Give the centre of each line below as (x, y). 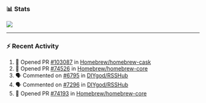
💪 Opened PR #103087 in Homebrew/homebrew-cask (83, 62)
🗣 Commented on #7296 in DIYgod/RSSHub (72, 85)
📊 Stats (18, 9)
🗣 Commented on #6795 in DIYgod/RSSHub (72, 75)
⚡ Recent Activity (33, 46)
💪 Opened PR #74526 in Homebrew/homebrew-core (82, 68)
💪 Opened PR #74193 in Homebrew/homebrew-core (81, 93)
